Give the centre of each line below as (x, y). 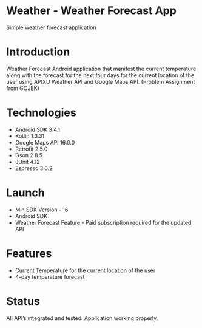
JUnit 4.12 (28, 162)
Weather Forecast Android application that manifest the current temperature (101, 69)
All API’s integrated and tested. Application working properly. (82, 318)
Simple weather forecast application (51, 27)
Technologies (42, 113)
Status (23, 301)
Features (29, 253)
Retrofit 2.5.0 (31, 149)
